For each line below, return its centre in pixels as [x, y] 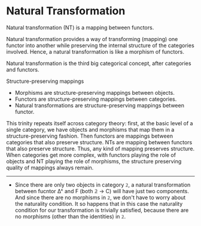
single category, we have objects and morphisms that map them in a [90, 129]
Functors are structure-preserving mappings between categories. [96, 99]
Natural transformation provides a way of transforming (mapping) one [92, 39]
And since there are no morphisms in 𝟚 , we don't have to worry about [100, 197]
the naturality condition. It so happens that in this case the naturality [99, 203]
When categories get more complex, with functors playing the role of [91, 155]
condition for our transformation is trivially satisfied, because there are [102, 210]
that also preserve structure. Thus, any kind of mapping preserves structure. [100, 148]
